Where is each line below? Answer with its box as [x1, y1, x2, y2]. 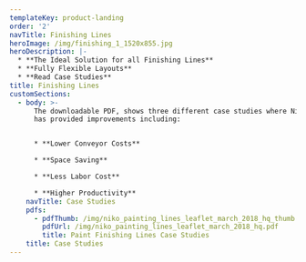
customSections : [9, 89, 71, 98]
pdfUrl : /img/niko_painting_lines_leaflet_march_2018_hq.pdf [42, 222, 280, 232]
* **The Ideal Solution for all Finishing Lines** [17, 55, 214, 65]
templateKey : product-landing [9, 13, 125, 23]
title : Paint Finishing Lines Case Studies [42, 231, 209, 240]
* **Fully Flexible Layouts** [17, 65, 132, 74]
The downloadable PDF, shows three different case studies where [33, 106, 287, 116]
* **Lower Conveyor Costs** [33, 139, 141, 148]
